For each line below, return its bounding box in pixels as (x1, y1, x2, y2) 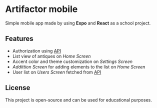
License (5, 83, 30, 92)
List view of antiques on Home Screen (12, 53, 91, 59)
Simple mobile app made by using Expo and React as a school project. (5, 20, 151, 26)
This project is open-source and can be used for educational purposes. (5, 96, 152, 103)
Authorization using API (12, 47, 61, 53)
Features (5, 34, 33, 43)
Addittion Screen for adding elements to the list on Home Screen (12, 63, 145, 69)
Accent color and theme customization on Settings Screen (12, 58, 132, 64)
